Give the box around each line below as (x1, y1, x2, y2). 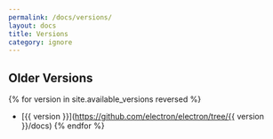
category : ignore (8, 37, 73, 47)
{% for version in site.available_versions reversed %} (8, 94, 202, 104)
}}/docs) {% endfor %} (20, 120, 105, 131)
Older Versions (8, 70, 93, 85)
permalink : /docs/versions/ (8, 12, 113, 22)
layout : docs (8, 21, 57, 30)
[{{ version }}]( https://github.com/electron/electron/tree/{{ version (20, 112, 264, 122)
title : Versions (8, 29, 68, 38)
